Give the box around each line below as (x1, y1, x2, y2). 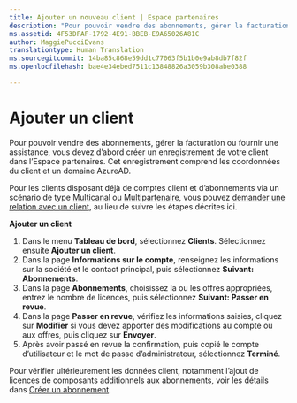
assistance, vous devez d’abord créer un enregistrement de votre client (9, 147, 269, 157)
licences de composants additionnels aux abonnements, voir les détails (9, 375, 270, 385)
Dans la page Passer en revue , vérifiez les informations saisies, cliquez (21, 310, 283, 321)
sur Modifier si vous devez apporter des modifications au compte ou (21, 320, 273, 331)
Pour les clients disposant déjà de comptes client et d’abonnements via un (9, 182, 280, 193)
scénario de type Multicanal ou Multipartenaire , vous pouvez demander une (9, 192, 286, 202)
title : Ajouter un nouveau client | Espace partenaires (9, 12, 219, 22)
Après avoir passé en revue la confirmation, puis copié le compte (21, 338, 259, 349)
